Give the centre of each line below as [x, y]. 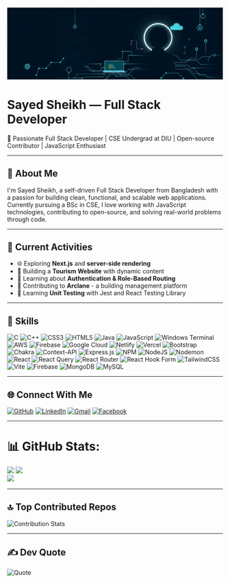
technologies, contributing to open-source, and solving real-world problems [114, 212]
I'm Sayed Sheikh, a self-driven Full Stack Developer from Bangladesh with [113, 190]
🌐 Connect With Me [50, 395]
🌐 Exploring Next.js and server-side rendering [84, 264]
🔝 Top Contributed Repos [62, 507]
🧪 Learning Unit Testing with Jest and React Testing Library [101, 293]
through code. [27, 219]
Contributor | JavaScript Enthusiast [56, 145]
